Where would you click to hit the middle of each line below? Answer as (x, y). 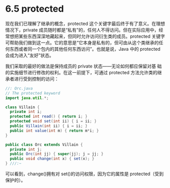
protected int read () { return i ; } (49, 117)
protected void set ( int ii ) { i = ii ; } (53, 121)
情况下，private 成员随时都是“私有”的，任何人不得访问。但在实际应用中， (82, 30)
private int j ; (26, 149)
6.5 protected (35, 9)
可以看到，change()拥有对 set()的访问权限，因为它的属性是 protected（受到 (84, 174)
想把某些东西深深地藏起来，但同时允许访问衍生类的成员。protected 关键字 (87, 36)
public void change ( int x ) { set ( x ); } (52, 159)
